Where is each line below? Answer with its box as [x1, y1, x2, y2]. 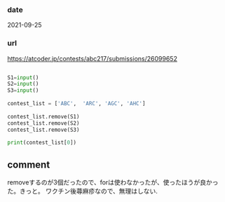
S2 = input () [7, 81, 39, 88]
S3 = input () [7, 87, 39, 94]
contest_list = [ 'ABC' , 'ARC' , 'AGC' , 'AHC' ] [7, 100, 146, 107]
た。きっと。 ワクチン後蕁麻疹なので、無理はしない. [7, 187, 158, 196]
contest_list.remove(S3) [7, 126, 80, 133]
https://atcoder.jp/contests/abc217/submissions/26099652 [7, 54, 177, 62]
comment [7, 159, 50, 170]
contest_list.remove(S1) [7, 113, 80, 120]
